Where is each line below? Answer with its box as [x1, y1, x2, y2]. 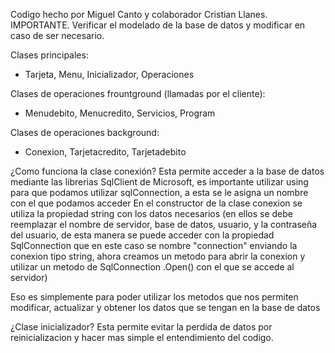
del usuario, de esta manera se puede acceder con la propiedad [10, 229, 275, 241]
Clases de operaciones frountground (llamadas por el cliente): [10, 88, 266, 99]
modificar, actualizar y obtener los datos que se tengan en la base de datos [10, 302, 321, 313]
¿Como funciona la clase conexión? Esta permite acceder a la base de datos [10, 165, 325, 177]
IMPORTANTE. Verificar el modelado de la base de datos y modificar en [10, 19, 306, 31]
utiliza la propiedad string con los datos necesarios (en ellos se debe [10, 208, 294, 219]
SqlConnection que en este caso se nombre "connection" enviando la [10, 240, 298, 251]
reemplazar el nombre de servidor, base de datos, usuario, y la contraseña [10, 219, 318, 230]
